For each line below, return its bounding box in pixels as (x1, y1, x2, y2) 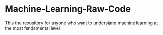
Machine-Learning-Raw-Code (5, 3, 131, 15)
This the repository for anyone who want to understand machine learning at (5, 20, 158, 26)
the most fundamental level (5, 25, 60, 31)
